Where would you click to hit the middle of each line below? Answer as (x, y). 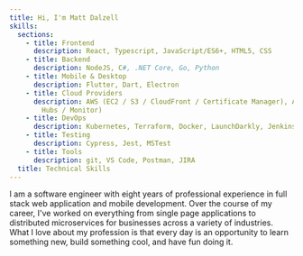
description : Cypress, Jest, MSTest (102, 143)
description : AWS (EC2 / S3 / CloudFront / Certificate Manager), (161, 101)
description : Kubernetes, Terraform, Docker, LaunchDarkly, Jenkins (165, 127)
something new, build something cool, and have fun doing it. (121, 242)
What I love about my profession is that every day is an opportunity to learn (149, 233)
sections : (36, 34)
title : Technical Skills (64, 169)
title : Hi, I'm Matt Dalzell (64, 18)
